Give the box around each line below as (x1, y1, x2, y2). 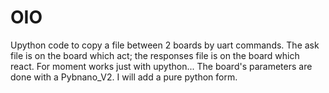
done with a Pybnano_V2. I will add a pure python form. (10, 71, 238, 83)
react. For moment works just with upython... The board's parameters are (10, 60, 313, 72)
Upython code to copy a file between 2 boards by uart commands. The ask (10, 39, 320, 51)
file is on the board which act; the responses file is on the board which (10, 49, 300, 61)
